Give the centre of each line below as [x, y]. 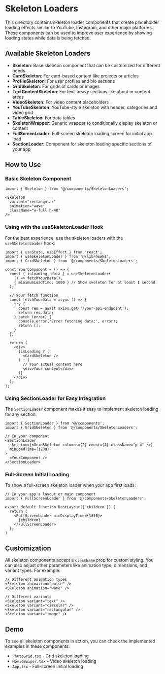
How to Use [23, 165]
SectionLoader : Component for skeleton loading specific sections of [82, 144]
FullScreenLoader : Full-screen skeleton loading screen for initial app [82, 133]
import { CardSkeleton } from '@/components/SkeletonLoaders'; [71, 261]
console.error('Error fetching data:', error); [68, 321]
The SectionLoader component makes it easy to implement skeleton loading [82, 409]
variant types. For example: [33, 570]
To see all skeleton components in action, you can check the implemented [80, 641]
